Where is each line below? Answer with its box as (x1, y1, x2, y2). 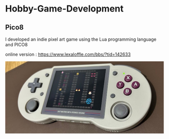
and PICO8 (5, 42, 28, 48)
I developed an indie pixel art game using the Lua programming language (5, 36, 157, 42)
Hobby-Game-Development (5, 3, 124, 15)
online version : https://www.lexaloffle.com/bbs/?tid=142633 (5, 51, 131, 57)
